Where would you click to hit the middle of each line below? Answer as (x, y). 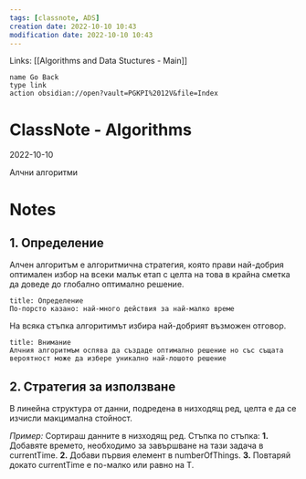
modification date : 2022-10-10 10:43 (81, 35)
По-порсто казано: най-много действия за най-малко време (122, 309)
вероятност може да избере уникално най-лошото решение (118, 359)
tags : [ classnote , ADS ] (55, 18)
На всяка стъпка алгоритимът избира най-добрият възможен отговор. (148, 326)
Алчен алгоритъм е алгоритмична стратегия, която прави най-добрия (147, 265)
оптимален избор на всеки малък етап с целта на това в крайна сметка (150, 275)
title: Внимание (40, 343)
